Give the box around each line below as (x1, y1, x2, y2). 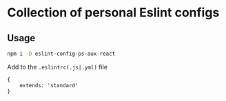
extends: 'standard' (19, 82, 79, 89)
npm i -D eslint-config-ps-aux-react (7, 50, 116, 57)
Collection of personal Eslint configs (7, 5, 220, 21)
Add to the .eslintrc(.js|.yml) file (7, 63, 108, 71)
